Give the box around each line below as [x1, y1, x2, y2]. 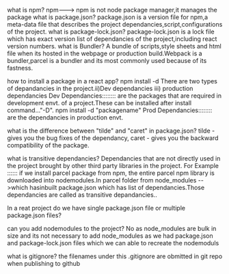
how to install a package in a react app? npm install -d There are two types [7, 77, 217, 85]
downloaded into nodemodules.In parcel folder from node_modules [7, 176, 197, 184]
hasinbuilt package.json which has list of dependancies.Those [29, 184, 205, 191]
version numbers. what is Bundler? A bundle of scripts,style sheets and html [7, 42, 222, 50]
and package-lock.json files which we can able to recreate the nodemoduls [7, 239, 219, 247]
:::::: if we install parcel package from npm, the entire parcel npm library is [7, 169, 215, 177]
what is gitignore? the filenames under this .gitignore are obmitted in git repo [7, 252, 223, 260]
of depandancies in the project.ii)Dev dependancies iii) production [7, 85, 193, 92]
